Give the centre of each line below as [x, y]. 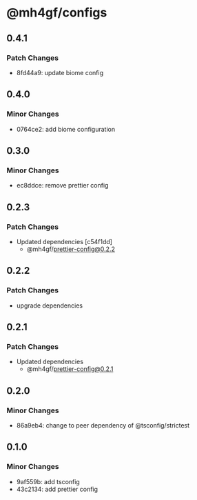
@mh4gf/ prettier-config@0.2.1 [70, 369]
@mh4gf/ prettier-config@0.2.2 [71, 249]
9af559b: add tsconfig [48, 481]
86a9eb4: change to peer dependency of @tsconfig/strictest [103, 425]
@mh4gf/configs [57, 13]
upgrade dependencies [50, 306]
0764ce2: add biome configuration [65, 129]
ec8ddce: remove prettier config [62, 186]
